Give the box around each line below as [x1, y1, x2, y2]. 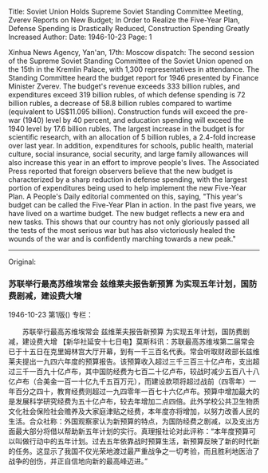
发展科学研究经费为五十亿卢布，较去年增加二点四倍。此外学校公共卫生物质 [14, 396, 260, 406]
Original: [8, 257, 37, 266]
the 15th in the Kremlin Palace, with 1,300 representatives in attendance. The [8, 65, 260, 74]
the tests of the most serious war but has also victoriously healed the [8, 226, 235, 235]
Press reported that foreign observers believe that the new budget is [8, 167, 234, 175]
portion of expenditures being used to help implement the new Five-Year [8, 183, 246, 192]
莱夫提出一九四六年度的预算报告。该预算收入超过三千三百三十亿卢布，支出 [8, 357, 253, 366]
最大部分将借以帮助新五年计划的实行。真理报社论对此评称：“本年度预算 [14, 427, 250, 436]
